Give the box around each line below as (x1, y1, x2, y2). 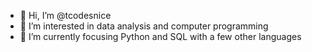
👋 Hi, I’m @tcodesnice (19, 10, 112, 21)
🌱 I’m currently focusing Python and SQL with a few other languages (19, 31, 302, 42)
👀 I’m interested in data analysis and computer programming (19, 20, 269, 32)
